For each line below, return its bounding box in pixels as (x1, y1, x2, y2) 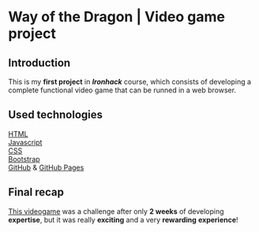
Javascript (8, 137, 43, 147)
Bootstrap (8, 154, 41, 163)
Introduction (8, 56, 71, 69)
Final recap (8, 185, 65, 199)
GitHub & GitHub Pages (8, 163, 84, 172)
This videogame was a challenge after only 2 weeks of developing (8, 206, 224, 216)
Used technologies (8, 108, 103, 122)
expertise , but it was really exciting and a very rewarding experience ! (8, 215, 238, 224)
